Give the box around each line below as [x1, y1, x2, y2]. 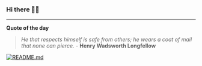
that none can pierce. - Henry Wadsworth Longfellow [20, 42, 156, 49]
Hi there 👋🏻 [6, 5, 40, 14]
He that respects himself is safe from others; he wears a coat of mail [20, 36, 192, 43]
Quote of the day [6, 24, 49, 32]
